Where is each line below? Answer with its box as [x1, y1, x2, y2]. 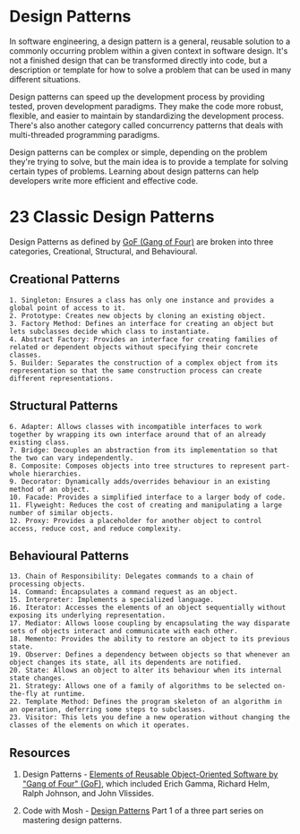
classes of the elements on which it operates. [9, 721, 191, 730]
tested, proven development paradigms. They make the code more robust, [9, 100, 284, 111]
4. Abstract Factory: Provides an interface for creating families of [9, 334, 279, 344]
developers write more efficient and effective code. [9, 175, 199, 185]
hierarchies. [32, 469, 82, 478]
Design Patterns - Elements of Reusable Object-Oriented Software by [21, 769, 279, 780]
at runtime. [41, 690, 87, 699]
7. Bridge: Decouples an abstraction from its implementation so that [9, 445, 279, 454]
